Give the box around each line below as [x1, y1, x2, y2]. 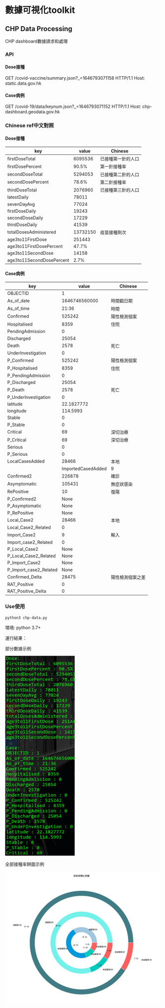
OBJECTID [7, 290, 29, 296]
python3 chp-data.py [5, 616, 48, 621]
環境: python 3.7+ [5, 624, 41, 631]
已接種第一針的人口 [100, 156, 139, 162]
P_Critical [7, 436, 27, 443]
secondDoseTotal [7, 171, 43, 177]
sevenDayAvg [7, 201, 35, 207]
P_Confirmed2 [7, 496, 37, 502]
